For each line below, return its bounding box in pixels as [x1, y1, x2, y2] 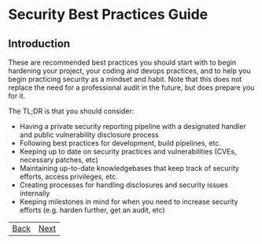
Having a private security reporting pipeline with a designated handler [19, 122, 246, 131]
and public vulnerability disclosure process [19, 130, 159, 139]
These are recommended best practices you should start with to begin [8, 57, 237, 67]
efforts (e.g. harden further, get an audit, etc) [19, 205, 165, 214]
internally [19, 189, 50, 198]
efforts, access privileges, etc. [19, 172, 118, 181]
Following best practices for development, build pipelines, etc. [19, 139, 222, 147]
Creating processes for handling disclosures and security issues [19, 180, 228, 190]
